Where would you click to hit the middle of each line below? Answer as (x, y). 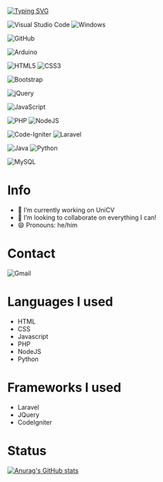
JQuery (29, 415)
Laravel (28, 407)
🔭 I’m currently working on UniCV (66, 210)
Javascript (33, 336)
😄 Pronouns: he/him (47, 225)
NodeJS (29, 351)
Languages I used (60, 302)
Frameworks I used (64, 388)
